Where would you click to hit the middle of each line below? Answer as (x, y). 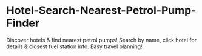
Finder (23, 23)
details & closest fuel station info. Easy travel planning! (74, 46)
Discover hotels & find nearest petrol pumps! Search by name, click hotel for (102, 40)
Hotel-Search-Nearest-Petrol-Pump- (101, 11)
